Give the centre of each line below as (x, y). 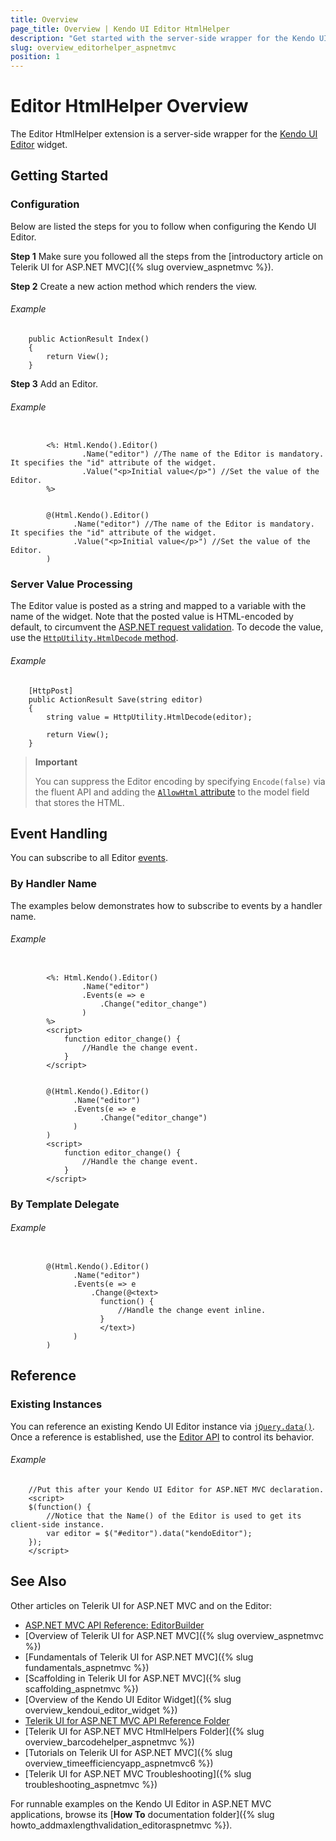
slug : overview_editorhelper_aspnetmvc (93, 47)
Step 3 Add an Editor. (54, 383)
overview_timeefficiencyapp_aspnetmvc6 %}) (119, 1763)
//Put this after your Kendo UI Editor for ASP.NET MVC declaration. (176, 1489)
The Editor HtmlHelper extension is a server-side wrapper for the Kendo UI (164, 134)
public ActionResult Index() (89, 339)
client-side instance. (57, 1524)
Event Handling (59, 834)
